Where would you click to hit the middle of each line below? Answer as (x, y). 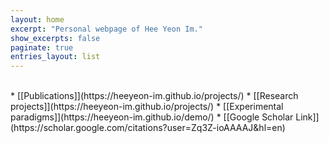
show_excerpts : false (55, 38)
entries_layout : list (55, 57)
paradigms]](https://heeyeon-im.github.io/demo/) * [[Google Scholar (152, 117)
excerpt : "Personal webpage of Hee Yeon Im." (106, 29)
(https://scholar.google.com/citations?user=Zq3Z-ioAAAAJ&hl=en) (148, 128)
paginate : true (42, 47)
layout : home (37, 19)
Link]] (307, 117)
